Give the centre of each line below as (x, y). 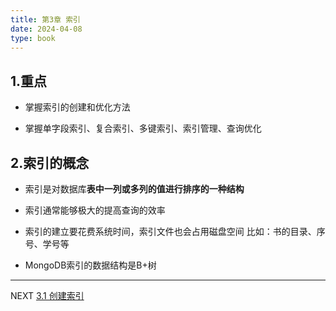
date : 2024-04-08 (46, 29)
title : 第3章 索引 (46, 19)
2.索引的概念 (50, 162)
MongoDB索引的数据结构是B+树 (90, 265)
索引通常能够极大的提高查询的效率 (95, 210)
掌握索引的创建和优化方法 (77, 107)
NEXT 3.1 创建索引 (47, 295)
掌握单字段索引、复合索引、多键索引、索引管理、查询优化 (143, 128)
